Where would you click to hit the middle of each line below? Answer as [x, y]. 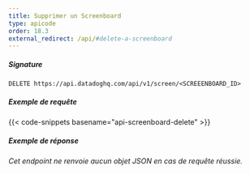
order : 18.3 [28, 31]
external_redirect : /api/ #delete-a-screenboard [91, 38]
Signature [26, 64]
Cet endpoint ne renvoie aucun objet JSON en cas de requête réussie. [126, 161]
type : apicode [32, 23]
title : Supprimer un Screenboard [65, 16]
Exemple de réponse [43, 140]
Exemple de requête [43, 101]
